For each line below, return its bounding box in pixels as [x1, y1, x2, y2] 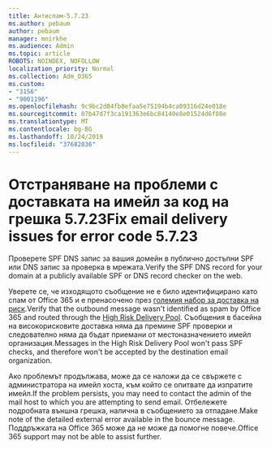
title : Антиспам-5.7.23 [8, 11, 89, 20]
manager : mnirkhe [8, 34, 67, 43]
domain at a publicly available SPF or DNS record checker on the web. [8, 271, 243, 281]
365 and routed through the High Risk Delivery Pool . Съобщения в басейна [8, 313, 262, 322]
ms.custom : [8, 80, 45, 88]
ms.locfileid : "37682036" [8, 140, 96, 149]
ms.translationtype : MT [8, 118, 89, 126]
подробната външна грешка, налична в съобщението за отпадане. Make [8, 406, 258, 416]
